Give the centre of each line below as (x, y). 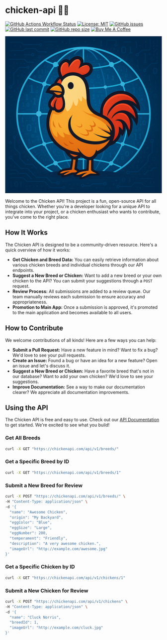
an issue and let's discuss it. (41, 366)
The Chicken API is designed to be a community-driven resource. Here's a (81, 245)
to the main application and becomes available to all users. (72, 312)
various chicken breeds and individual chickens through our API (78, 265)
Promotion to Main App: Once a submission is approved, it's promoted (85, 307)
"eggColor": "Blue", (31, 522)
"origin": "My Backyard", (37, 517)
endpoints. (23, 270)
